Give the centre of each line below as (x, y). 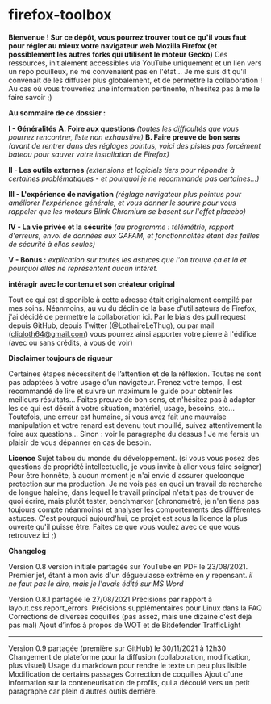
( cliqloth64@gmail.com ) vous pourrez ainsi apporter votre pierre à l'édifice (132, 333)
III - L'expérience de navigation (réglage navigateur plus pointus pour (125, 194)
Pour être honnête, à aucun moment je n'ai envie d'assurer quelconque (126, 475)
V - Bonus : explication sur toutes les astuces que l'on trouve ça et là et (127, 259)
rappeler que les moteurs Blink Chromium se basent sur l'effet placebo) (127, 211)
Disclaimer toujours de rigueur (60, 358)
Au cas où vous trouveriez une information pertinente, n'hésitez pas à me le (134, 88)
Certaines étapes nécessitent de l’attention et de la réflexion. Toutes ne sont (135, 374)
